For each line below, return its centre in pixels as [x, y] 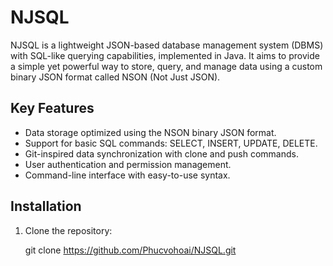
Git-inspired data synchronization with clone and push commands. [161, 153]
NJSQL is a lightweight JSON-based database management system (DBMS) [167, 45]
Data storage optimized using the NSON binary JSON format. [150, 132]
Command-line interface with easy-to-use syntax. [127, 175]
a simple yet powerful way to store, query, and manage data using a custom [166, 66]
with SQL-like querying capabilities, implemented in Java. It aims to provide [165, 55]
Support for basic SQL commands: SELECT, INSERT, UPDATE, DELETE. [171, 143]
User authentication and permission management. [128, 164]
